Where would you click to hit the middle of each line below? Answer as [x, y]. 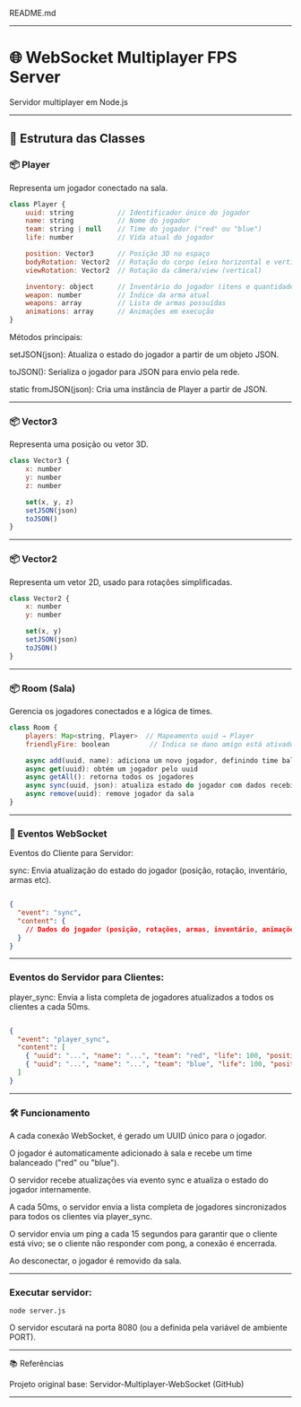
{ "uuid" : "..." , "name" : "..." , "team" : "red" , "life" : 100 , [144, 1056]
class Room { [34, 728]
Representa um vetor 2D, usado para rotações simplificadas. [121, 581]
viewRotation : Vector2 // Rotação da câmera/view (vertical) [144, 270]
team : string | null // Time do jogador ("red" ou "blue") [144, 229]
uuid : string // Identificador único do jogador [138, 213]
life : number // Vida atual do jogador [120, 238]
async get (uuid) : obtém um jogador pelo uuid [112, 769]
